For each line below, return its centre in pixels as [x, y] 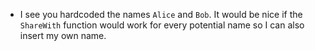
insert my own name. [63, 35]
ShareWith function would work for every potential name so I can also [162, 25]
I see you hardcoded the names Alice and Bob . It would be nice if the [161, 14]
